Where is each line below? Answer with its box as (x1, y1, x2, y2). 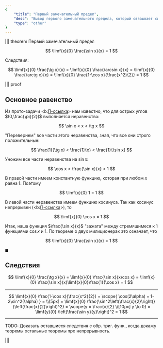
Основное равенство (5, 95, 73, 104)
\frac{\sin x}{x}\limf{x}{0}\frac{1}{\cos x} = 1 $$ (37, 279, 133, 285)
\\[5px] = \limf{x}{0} (46, 298, 86, 304)
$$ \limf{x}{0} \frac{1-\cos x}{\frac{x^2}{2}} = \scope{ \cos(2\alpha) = (9, 293, 149, 299)
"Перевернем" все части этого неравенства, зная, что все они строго (5, 132, 151, 138)
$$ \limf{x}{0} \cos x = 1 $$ (54, 213, 109, 219)
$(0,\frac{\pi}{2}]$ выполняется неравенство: (5, 113, 99, 119)
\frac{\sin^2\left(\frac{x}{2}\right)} (86, 298, 155, 304)
